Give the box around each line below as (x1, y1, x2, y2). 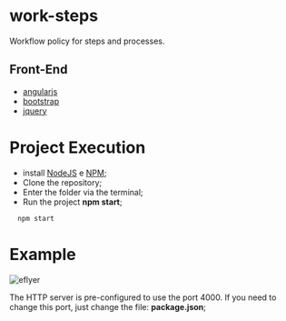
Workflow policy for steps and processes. (9, 35, 165, 46)
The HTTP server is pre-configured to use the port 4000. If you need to (9, 292, 277, 303)
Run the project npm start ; (22, 196, 123, 207)
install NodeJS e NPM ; (22, 167, 107, 178)
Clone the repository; (22, 176, 103, 187)
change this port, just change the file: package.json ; (9, 301, 207, 312)
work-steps (9, 5, 98, 26)
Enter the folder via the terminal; (22, 186, 143, 197)
